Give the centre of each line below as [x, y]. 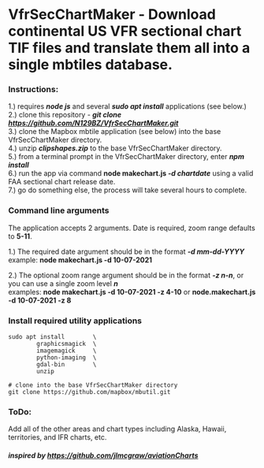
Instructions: [33, 90]
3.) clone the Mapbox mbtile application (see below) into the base [115, 132]
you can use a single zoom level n [63, 283]
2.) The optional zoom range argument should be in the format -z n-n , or [126, 275]
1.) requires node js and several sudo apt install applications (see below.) [127, 106]
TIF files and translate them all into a [129, 48]
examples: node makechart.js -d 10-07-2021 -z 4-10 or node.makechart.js [132, 292]
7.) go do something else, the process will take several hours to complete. [128, 190]
